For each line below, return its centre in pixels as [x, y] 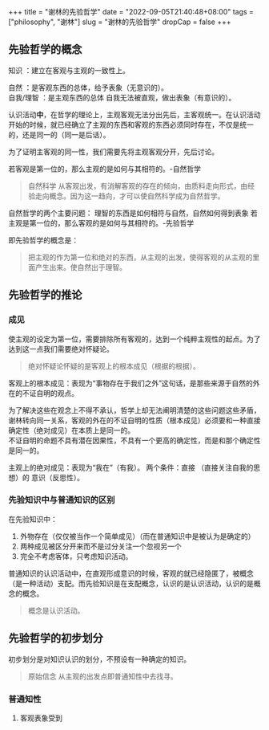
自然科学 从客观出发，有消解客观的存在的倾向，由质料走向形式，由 [138, 186]
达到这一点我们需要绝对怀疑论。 [61, 349]
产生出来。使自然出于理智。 [80, 267]
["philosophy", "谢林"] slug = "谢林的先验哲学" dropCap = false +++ [120, 22]
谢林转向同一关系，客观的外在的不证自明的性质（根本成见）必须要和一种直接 [134, 420]
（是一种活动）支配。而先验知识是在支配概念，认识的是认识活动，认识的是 [131, 583]
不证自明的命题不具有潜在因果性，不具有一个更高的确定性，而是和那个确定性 [134, 440]
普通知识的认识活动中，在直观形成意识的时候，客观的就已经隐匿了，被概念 [131, 573]
